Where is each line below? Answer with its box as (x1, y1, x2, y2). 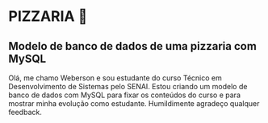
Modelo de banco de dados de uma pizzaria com (8, 39, 257, 53)
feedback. (8, 108, 42, 117)
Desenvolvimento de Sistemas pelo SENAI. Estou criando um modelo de (8, 82, 248, 91)
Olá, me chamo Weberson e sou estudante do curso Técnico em (8, 73, 222, 83)
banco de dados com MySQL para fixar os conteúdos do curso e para (8, 90, 241, 100)
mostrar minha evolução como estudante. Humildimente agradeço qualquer (8, 99, 260, 108)
